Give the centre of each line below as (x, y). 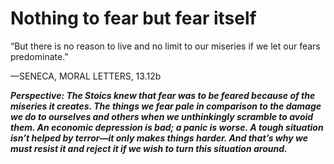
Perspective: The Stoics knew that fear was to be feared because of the (163, 95)
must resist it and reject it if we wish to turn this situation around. (149, 148)
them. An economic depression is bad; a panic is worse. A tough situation (167, 127)
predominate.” (39, 56)
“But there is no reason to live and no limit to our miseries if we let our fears (165, 46)
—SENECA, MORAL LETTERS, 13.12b (86, 76)
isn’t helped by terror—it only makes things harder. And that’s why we (159, 138)
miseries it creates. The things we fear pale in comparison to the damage (166, 106)
